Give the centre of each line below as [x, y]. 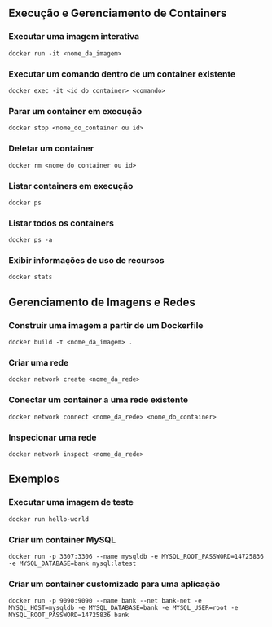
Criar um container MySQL [62, 539]
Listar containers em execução [71, 186]
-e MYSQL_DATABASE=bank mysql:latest [72, 564]
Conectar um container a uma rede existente [99, 400]
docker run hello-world [49, 519]
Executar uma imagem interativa [74, 37]
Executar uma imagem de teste [71, 502]
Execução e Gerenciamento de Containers [118, 13]
